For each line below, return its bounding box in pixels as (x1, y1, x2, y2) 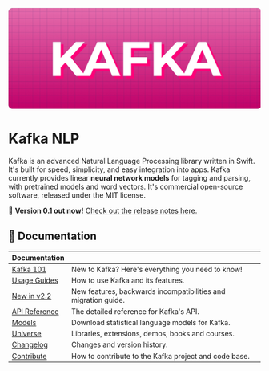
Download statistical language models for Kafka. (71, 317, 231, 327)
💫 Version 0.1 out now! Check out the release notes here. (8, 206, 198, 216)
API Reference (11, 306, 59, 316)
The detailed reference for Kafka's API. (71, 306, 199, 316)
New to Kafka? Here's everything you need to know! (71, 264, 243, 274)
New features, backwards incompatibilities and (71, 287, 226, 296)
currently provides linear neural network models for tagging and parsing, (8, 173, 251, 183)
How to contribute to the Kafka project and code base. (71, 351, 250, 361)
